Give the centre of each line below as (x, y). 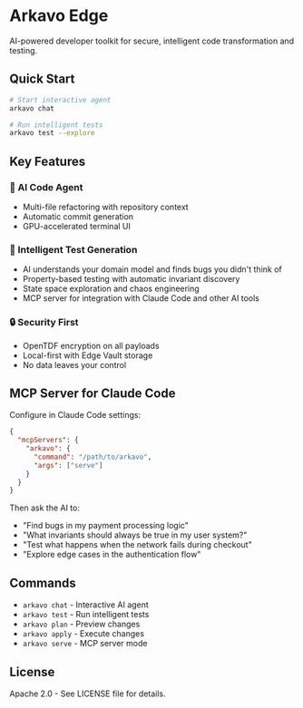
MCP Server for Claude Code (93, 393)
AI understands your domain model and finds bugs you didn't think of (152, 269)
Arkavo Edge (59, 16)
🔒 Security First (44, 323)
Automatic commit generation (78, 216)
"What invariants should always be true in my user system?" (135, 535)
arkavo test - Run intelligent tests (86, 615)
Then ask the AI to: (44, 508)
